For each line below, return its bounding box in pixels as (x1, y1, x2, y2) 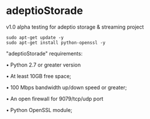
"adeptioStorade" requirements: (6, 50, 83, 57)
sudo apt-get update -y (6, 34, 64, 40)
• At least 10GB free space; (6, 72, 72, 79)
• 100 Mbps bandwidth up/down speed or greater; (6, 83, 127, 91)
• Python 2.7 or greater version (6, 61, 81, 68)
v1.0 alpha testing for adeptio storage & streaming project (6, 23, 144, 30)
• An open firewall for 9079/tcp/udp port (6, 95, 104, 102)
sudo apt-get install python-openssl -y (6, 40, 106, 45)
